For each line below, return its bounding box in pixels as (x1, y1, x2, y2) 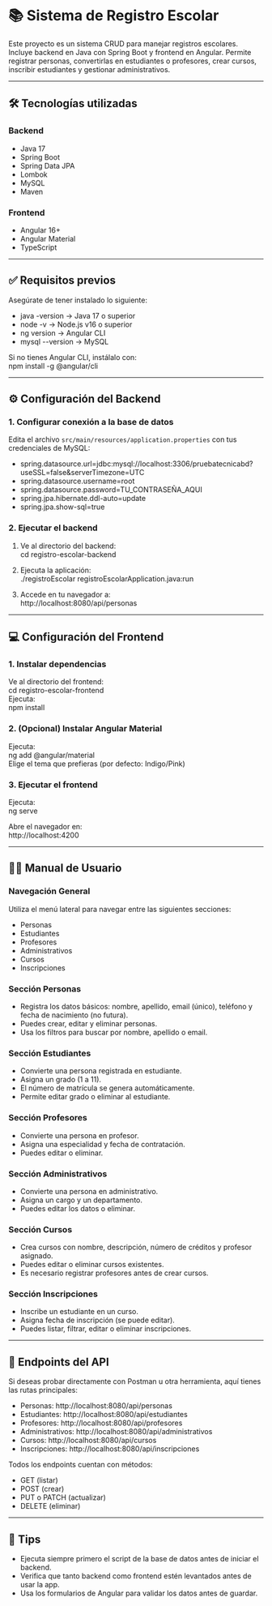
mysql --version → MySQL (19, 336, 109, 346)
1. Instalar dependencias (8, 658, 107, 670)
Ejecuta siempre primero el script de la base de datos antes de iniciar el (19, 1554, 259, 1564)
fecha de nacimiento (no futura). (19, 1010, 129, 1020)
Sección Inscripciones (8, 1288, 99, 1300)
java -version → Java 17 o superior (19, 310, 136, 320)
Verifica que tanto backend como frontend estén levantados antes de (19, 1571, 253, 1581)
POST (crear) (19, 1484, 65, 1494)
